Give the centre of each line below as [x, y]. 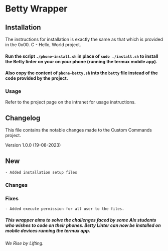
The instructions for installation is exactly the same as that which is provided [84, 39]
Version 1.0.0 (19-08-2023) [33, 145]
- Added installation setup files [41, 173]
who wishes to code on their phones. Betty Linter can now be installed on [83, 225]
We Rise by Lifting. [24, 243]
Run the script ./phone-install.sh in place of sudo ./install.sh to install [82, 56]
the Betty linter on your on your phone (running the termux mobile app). [81, 61]
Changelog [23, 118]
